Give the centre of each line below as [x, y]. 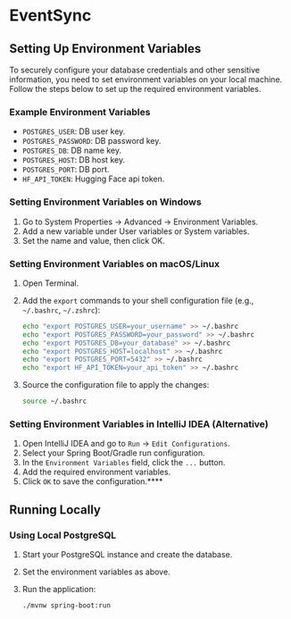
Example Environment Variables [80, 112]
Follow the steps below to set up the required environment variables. [135, 89]
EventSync [50, 16]
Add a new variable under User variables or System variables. [136, 231]
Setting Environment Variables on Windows [106, 202]
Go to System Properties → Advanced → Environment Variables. [140, 222]
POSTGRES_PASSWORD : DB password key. [91, 141]
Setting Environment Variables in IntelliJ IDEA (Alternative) [139, 423]
